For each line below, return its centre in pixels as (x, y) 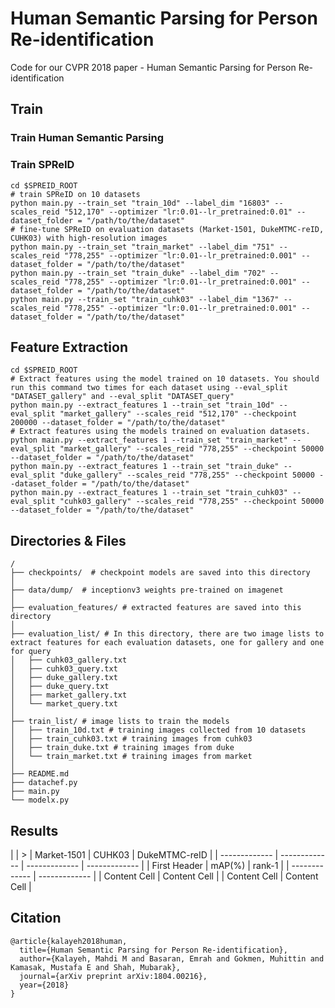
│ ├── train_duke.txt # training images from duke (122, 748)
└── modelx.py (40, 800)
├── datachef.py (44, 783)
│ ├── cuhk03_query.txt (64, 669)
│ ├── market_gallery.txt (69, 695)
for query (31, 652)
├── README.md (40, 774)
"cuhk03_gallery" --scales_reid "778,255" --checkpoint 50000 (192, 502)
